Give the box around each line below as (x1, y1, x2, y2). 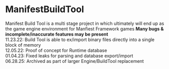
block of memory (5, 42, 41, 48)
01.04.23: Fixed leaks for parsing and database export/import (5, 52, 133, 59)
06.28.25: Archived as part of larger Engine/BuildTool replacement (5, 58, 144, 64)
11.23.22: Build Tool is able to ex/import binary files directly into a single (5, 37, 155, 43)
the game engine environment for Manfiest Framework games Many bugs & (5, 25, 164, 31)
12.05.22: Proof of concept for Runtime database (5, 47, 108, 53)
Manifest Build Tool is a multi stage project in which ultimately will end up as (5, 20, 164, 26)
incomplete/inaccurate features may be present (5, 31, 108, 37)
